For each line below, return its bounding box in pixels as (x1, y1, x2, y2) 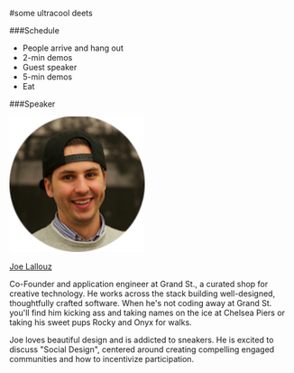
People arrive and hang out (22, 42, 124, 53)
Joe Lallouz (9, 261, 52, 272)
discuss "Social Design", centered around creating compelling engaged (9, 344, 275, 355)
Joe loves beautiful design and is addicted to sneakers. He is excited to (9, 334, 274, 345)
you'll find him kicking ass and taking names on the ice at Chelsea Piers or (9, 307, 286, 318)
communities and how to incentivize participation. (9, 354, 195, 364)
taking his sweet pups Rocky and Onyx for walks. (9, 317, 192, 328)
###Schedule (9, 25, 60, 35)
